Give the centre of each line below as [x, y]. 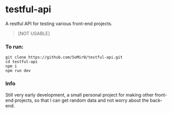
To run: [15, 47]
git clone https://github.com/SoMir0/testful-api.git [64, 57]
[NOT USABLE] [34, 33]
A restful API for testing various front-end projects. [59, 24]
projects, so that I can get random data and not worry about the [82, 100]
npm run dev [18, 71]
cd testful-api [22, 62]
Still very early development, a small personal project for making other [80, 95]
